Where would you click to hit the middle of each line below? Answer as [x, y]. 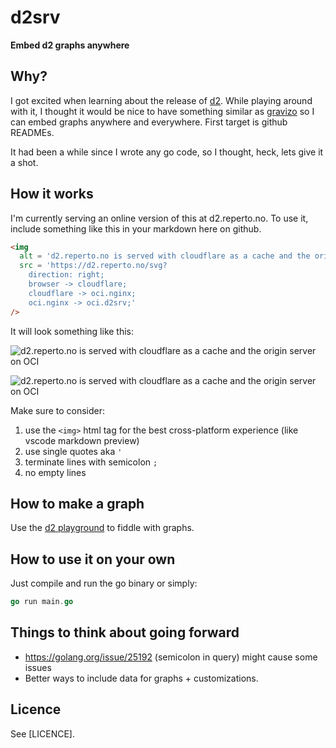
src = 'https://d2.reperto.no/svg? [93, 266]
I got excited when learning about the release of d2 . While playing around [161, 100]
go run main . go [42, 602]
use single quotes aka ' [73, 451]
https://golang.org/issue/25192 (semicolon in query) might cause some [171, 657]
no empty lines [55, 472]
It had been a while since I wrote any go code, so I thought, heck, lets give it [167, 152]
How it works [52, 194]
